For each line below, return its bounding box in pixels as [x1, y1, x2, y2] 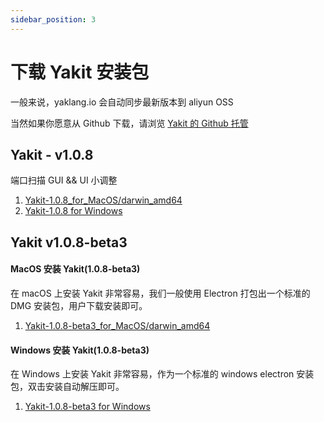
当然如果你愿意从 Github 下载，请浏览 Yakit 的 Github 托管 [10, 117, 249, 129]
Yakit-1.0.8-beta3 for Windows [24, 401, 151, 413]
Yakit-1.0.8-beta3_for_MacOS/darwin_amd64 [24, 319, 211, 331]
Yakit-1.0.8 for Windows [24, 205, 123, 217]
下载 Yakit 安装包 [10, 61, 150, 83]
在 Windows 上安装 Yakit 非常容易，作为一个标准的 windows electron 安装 [10, 368, 315, 380]
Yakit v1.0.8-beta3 [10, 234, 128, 251]
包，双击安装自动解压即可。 [10, 381, 125, 393]
